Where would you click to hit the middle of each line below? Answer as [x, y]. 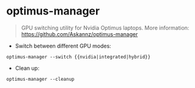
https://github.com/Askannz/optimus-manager [79, 34]
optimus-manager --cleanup [40, 79]
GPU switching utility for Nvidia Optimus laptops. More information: [105, 28]
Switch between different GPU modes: [63, 46]
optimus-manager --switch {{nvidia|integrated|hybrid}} [78, 57]
